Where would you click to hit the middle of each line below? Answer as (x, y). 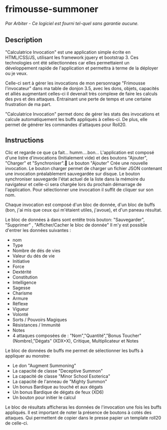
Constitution (25, 277)
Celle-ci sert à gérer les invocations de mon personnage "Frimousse (75, 83)
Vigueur (20, 309)
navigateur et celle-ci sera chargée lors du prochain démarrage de (74, 184)
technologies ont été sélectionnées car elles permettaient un (67, 62)
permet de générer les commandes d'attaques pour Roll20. (66, 124)
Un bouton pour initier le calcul (44, 397)
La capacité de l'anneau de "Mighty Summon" (60, 381)
